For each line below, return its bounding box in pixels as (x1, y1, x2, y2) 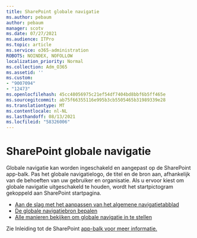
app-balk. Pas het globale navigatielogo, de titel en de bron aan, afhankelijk (6, 170, 190, 178)
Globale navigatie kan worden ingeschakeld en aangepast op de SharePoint (6, 164, 191, 172)
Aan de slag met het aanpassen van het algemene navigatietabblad (14, 201, 179, 208)
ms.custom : (6, 75, 33, 81)
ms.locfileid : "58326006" (6, 119, 70, 125)
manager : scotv (6, 25, 44, 31)
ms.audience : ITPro (6, 36, 55, 42)
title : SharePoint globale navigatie (6, 8, 100, 15)
